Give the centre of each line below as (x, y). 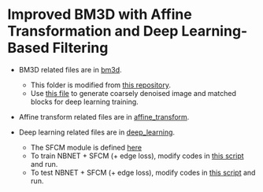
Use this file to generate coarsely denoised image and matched (133, 93)
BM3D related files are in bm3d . (70, 69)
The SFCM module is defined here (86, 147)
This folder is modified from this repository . (100, 85)
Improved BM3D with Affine (100, 15)
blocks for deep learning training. (84, 102)
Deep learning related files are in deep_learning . (96, 132)
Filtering (80, 48)
